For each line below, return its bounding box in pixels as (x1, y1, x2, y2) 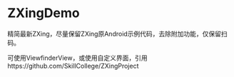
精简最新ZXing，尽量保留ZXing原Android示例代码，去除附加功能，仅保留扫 (7, 29, 228, 38)
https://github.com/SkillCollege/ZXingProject (7, 61, 139, 70)
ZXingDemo (7, 5, 80, 21)
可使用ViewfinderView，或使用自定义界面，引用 (7, 53, 148, 62)
